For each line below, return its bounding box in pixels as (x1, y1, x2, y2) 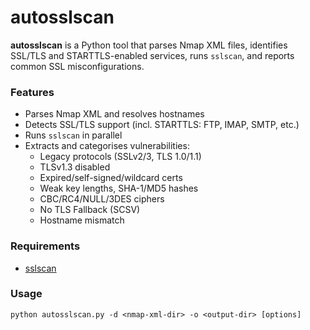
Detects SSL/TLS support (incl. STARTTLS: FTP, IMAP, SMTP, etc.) (24, 119, 300, 131)
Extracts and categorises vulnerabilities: (24, 140, 190, 152)
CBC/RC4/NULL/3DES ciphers (39, 193, 165, 205)
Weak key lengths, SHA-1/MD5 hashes (39, 182, 199, 195)
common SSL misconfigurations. (10, 60, 145, 72)
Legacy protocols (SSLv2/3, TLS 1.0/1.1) (39, 151, 202, 163)
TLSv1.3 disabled (39, 161, 111, 173)
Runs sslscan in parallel (24, 129, 123, 141)
